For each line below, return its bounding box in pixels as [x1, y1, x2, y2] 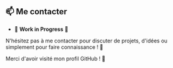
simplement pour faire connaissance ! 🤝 [5, 43, 104, 51]
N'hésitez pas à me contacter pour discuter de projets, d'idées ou [5, 37, 168, 44]
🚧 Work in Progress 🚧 [14, 25, 68, 33]
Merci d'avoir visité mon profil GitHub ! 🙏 [5, 55, 106, 62]
